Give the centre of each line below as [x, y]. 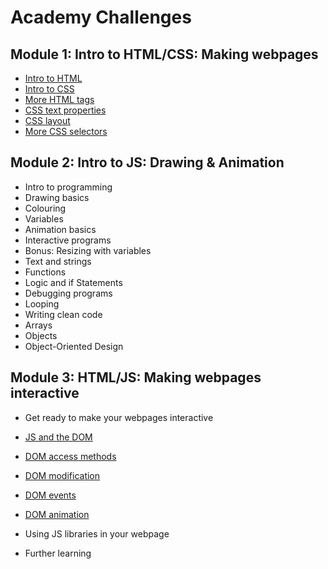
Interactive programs [68, 240]
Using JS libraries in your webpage [97, 533]
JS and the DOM [58, 437]
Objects [41, 335]
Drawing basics [57, 197]
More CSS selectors [66, 131]
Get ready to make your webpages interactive [119, 417]
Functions [45, 272]
